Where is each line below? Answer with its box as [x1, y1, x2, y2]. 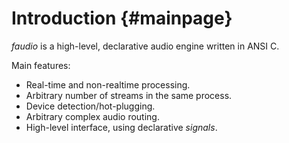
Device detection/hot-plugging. [25, 100, 156, 112]
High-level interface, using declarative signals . [25, 121, 218, 133]
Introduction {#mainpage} [11, 7, 233, 30]
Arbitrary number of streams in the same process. [25, 89, 233, 101]
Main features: [11, 59, 71, 71]
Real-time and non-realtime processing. [25, 78, 191, 91]
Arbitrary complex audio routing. [25, 110, 160, 122]
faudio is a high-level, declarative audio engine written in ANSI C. [11, 40, 280, 52]
